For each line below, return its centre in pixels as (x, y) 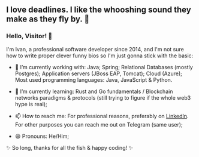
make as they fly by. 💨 (48, 19)
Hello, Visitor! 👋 (29, 36)
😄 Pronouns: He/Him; (42, 136)
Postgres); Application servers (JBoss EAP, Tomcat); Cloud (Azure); (99, 73)
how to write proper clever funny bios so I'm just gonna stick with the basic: (100, 56)
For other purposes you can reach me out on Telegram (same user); (99, 124)
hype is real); (31, 104)
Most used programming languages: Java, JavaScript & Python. (94, 79)
